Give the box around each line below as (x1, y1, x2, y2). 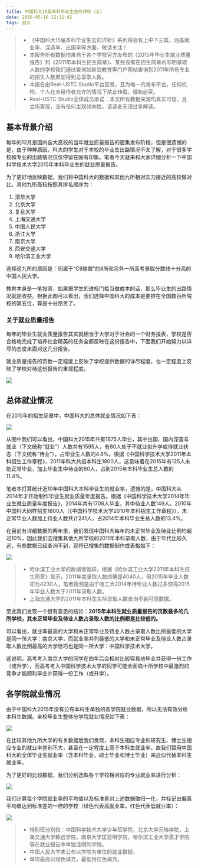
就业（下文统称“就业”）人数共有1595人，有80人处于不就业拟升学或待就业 (6, 443, 184, 450)
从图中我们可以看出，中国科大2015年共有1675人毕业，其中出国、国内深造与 (6, 435, 189, 443)
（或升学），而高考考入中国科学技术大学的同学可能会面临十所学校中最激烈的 (6, 662, 190, 669)
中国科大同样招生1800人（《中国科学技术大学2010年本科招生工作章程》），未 (6, 508, 187, 515)
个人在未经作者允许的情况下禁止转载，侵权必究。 (39, 88, 159, 95)
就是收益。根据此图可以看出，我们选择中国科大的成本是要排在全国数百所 (11, 292, 187, 300)
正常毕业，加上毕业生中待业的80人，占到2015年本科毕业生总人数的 (11, 465, 174, 473)
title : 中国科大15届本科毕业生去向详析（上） (6, 8, 105, 15)
